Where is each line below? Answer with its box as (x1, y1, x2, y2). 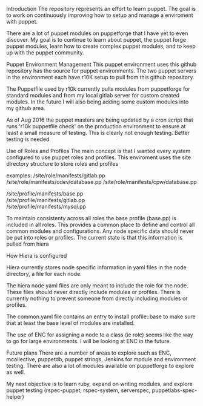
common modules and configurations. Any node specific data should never (6, 228, 194, 235)
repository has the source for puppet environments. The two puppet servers (6, 67, 197, 74)
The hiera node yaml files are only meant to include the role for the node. (6, 282, 188, 289)
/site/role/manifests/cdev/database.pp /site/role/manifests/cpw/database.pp (6, 178, 197, 185)
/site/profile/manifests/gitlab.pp (6, 197, 85, 203)
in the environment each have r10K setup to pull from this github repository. (6, 74, 195, 80)
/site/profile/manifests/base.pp (6, 190, 84, 197)
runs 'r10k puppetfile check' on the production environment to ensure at (6, 123, 186, 129)
